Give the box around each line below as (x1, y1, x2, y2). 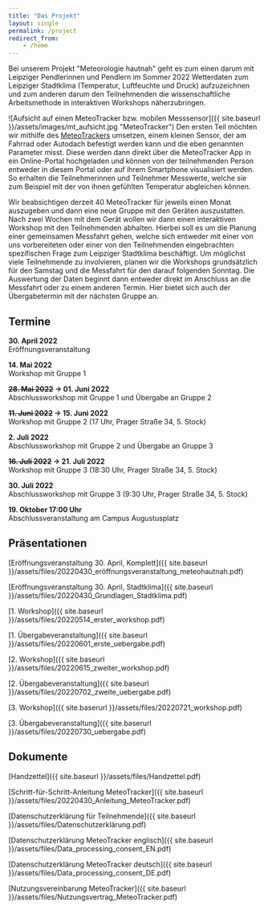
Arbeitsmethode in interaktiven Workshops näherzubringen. (8, 98, 206, 108)
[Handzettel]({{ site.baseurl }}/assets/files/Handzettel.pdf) (8, 771, 201, 781)
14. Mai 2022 (8, 359, 52, 370)
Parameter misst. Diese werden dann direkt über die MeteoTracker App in (8, 148, 251, 158)
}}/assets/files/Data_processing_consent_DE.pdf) (8, 867, 172, 877)
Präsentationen (8, 536, 87, 551)
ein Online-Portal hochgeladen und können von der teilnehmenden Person (8, 156, 254, 166)
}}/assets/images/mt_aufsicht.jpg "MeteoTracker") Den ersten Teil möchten (8, 122, 258, 132)
